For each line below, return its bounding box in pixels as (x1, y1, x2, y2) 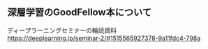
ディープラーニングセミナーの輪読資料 (7, 26, 117, 35)
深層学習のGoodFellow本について (7, 6, 152, 19)
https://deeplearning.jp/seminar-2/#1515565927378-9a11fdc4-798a (7, 34, 201, 42)
